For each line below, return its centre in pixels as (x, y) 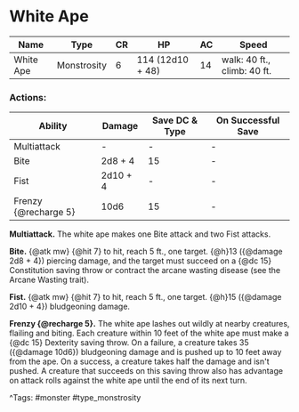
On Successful (248, 120)
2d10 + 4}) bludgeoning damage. (70, 307)
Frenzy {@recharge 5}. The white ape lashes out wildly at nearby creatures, (149, 324)
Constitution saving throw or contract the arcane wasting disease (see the (145, 271)
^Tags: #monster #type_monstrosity (75, 398)
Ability (53, 126)
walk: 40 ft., (246, 60)
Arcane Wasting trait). (49, 280)
